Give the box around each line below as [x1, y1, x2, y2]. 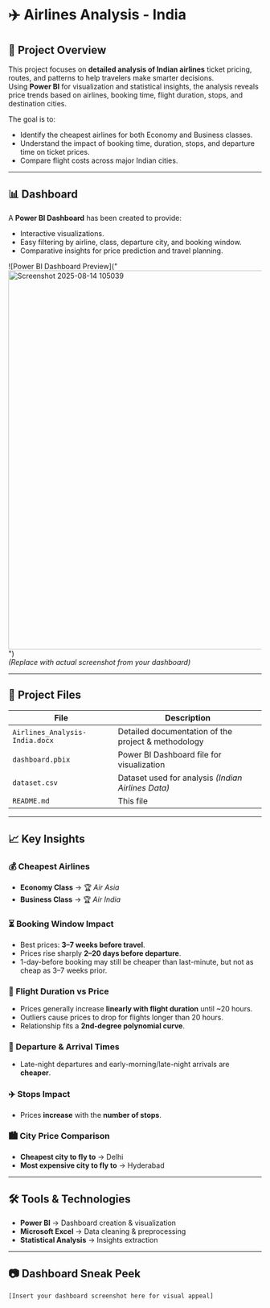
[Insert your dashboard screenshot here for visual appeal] [8, 1292, 215, 1301]
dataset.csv [12, 778, 59, 787]
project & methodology [117, 736, 204, 747]
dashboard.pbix [12, 754, 71, 764]
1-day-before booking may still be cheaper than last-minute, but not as [19, 957, 254, 966]
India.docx [12, 736, 54, 745]
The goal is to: [8, 114, 56, 124]
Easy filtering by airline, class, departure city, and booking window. [19, 237, 243, 247]
